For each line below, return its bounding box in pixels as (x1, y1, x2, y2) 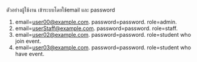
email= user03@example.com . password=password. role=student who (15, 44, 192, 51)
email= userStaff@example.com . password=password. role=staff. (15, 25, 178, 32)
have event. (15, 51, 44, 57)
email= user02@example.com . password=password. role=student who (15, 31, 192, 38)
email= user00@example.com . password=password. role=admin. (15, 19, 177, 25)
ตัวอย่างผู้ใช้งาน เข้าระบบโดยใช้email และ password (6, 7, 115, 13)
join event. (15, 37, 41, 45)
